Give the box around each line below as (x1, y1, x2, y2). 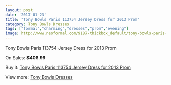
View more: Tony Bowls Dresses (5, 74, 73, 80)
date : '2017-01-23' (5, 12, 47, 17)
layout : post (5, 7, 33, 13)
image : (5, 31, 19, 36)
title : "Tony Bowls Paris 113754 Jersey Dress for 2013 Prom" (5, 17, 140, 22)
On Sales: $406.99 (5, 55, 46, 61)
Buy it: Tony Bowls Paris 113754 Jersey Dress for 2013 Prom (5, 64, 131, 70)
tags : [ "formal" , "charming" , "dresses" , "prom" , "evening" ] (5, 26, 129, 31)
